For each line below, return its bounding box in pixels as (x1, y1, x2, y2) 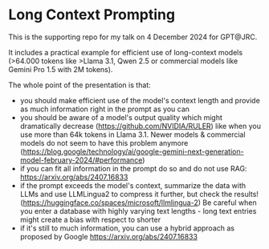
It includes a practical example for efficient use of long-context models (8, 47, 243, 57)
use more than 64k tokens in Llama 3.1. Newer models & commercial (19, 130, 247, 139)
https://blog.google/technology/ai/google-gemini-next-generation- (22, 147, 244, 156)
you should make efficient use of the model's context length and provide (19, 95, 261, 105)
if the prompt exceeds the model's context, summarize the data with (19, 180, 247, 190)
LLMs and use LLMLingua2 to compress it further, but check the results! (19, 189, 259, 199)
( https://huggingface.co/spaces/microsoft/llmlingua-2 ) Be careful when (19, 198, 257, 207)
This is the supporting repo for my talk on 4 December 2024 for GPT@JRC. (8, 32, 258, 42)
